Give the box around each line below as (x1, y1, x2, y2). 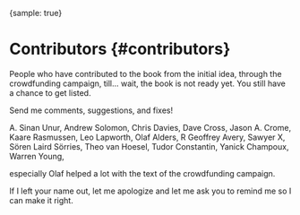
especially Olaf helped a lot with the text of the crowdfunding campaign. (9, 168, 276, 178)
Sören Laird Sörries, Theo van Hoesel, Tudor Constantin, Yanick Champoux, (9, 141, 289, 151)
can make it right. (9, 194, 73, 205)
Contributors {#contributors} (9, 39, 231, 59)
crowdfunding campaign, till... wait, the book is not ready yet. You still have (9, 78, 287, 89)
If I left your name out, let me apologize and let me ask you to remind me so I (9, 185, 292, 196)
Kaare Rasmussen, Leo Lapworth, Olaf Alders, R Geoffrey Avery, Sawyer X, (9, 132, 286, 142)
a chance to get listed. (9, 87, 91, 98)
